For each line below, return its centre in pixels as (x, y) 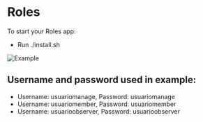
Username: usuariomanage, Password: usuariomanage (96, 96)
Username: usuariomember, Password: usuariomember (97, 104)
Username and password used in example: (102, 80)
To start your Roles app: (42, 31)
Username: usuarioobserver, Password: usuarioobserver (98, 111)
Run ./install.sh (39, 44)
